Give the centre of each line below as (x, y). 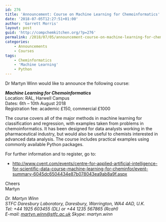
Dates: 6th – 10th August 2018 (36, 103)
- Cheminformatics (33, 60)
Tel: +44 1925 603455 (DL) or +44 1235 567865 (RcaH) (62, 209)
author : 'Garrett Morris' (32, 23)
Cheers (13, 184)
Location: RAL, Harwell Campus (37, 98)
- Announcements (31, 46)
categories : (17, 42)
